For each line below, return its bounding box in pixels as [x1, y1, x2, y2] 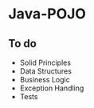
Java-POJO [8, 5, 86, 23]
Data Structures [19, 66, 72, 76]
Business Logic [19, 75, 70, 84]
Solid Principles [19, 58, 72, 67]
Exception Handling [19, 83, 84, 93]
